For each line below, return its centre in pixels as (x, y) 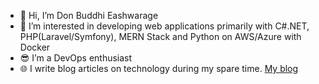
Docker (35, 47)
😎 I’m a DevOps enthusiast (76, 58)
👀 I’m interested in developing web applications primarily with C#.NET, (164, 26)
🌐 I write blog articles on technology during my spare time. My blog (159, 68)
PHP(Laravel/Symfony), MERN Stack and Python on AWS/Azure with (160, 36)
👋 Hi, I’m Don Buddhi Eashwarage (89, 15)
